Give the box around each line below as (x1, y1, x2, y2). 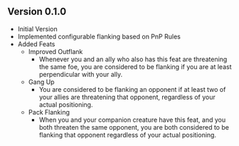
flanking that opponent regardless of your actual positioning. (38, 130, 217, 139)
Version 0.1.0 (7, 6, 67, 18)
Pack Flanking (28, 108, 70, 116)
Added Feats (17, 39, 55, 48)
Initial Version (17, 24, 58, 33)
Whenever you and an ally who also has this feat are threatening (38, 55, 228, 63)
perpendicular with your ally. (38, 70, 123, 78)
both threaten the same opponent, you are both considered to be (38, 122, 230, 131)
